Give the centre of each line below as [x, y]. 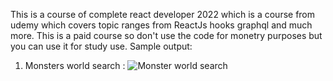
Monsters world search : [75, 65]
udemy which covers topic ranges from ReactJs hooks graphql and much [161, 25]
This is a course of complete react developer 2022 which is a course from [163, 14]
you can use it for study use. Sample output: [101, 46]
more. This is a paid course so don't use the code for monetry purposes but [166, 35]
